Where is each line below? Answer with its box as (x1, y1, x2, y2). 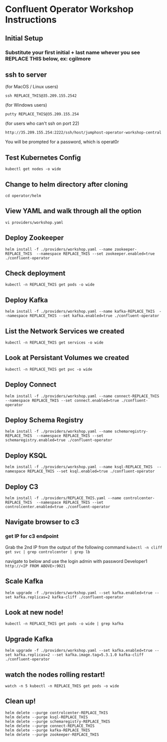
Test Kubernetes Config (5, 153, 81, 162)
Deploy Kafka (5, 296, 48, 304)
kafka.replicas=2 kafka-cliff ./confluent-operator (14, 594, 124, 599)
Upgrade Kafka (5, 635, 53, 643)
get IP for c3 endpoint (5, 533, 59, 540)
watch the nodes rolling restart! (5, 670, 105, 679)
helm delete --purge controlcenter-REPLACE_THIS (5, 710, 108, 715)
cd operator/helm (5, 193, 41, 198)
